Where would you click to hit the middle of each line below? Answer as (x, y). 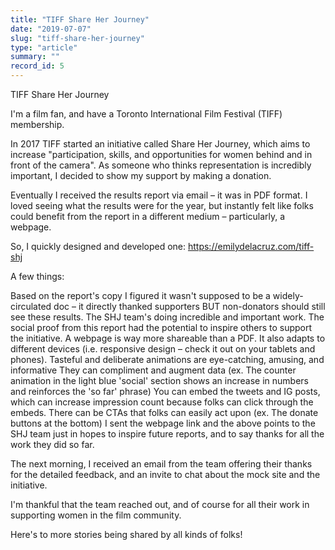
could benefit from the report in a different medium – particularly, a (148, 216)
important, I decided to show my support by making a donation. (141, 175)
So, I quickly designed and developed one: (98, 246)
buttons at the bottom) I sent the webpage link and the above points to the (163, 423)
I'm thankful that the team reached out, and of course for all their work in (160, 504)
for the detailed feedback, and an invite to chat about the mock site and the (165, 474)
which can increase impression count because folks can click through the (162, 402)
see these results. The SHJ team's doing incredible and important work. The (167, 317)
